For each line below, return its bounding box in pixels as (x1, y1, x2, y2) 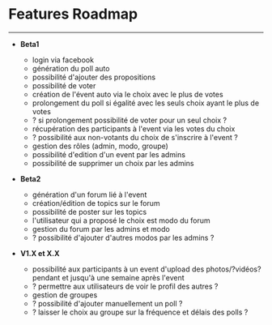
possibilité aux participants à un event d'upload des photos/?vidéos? (32, 264, 261, 274)
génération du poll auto (32, 63, 110, 73)
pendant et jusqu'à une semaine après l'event (32, 272, 185, 282)
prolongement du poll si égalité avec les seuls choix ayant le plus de (32, 98, 260, 108)
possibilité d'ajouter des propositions (32, 72, 156, 82)
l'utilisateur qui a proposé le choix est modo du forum (32, 216, 210, 225)
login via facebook (32, 54, 95, 65)
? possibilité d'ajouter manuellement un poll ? (32, 298, 183, 308)
